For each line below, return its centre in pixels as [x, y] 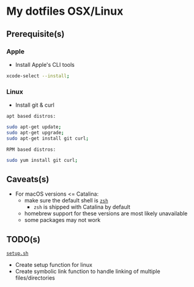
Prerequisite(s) [35, 34]
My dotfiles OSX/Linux [65, 11]
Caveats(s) [28, 179]
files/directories [35, 278]
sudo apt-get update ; [34, 127]
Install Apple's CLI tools [45, 64]
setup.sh [17, 254]
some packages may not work [62, 220]
